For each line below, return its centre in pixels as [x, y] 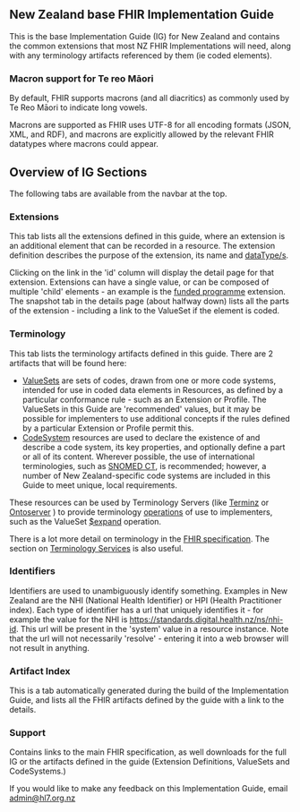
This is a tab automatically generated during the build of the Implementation [149, 691]
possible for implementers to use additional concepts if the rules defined [156, 418]
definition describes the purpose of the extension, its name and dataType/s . [149, 255]
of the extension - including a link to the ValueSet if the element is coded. [145, 311]
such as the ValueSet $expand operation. [86, 521]
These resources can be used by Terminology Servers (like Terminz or [139, 502]
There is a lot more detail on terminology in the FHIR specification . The [140, 538]
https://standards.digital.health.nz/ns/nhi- [206, 619]
